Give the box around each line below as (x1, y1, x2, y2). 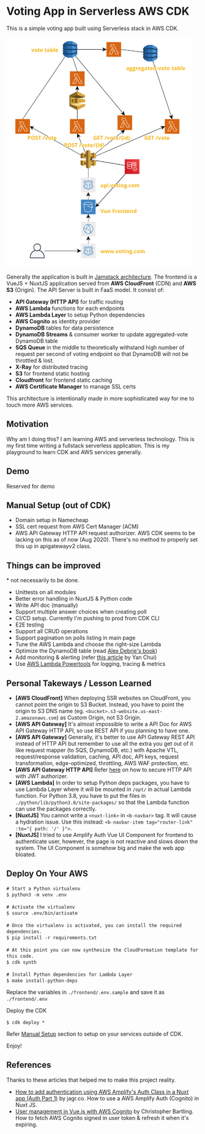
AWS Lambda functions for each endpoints (15, 304, 125, 312)
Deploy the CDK (6, 1006, 47, 1014)
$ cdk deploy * (6, 1019, 45, 1025)
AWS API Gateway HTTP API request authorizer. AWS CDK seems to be (15, 530, 196, 537)
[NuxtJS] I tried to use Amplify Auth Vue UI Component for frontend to (15, 831, 194, 838)
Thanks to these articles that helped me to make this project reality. (6, 1076, 176, 1084)
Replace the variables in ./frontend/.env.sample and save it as (6, 988, 165, 995)
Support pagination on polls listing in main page (15, 634, 136, 642)
